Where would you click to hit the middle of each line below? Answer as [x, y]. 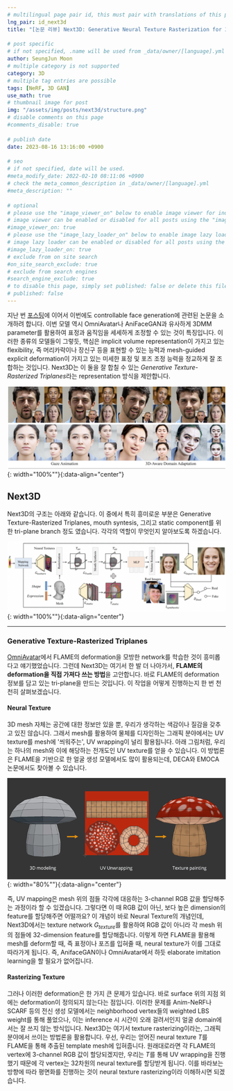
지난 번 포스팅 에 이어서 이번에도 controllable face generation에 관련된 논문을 [112, 315]
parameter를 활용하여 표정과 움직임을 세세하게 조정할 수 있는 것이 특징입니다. [112, 332]
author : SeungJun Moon [40, 59]
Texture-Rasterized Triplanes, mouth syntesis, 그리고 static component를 [111, 523]
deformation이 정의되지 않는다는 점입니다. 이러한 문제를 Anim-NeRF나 [116, 1002]
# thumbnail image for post [48, 103]
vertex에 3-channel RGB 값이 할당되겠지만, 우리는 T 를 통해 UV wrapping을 [110, 1054]
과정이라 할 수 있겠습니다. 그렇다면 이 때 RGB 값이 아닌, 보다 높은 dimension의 [120, 907]
